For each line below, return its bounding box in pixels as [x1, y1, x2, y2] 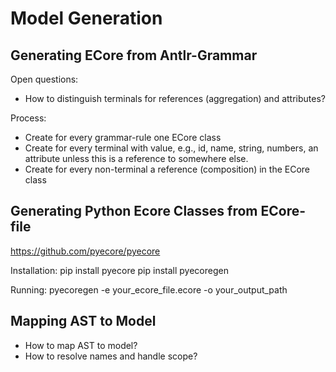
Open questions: [10, 73, 79, 85]
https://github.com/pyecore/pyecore [10, 245, 161, 257]
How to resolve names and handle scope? [24, 350, 198, 362]
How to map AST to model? [24, 339, 138, 351]
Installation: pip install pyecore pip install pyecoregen [10, 264, 229, 276]
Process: [10, 112, 47, 124]
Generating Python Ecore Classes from [10, 203, 258, 220]
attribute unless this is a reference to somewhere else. [24, 153, 249, 164]
